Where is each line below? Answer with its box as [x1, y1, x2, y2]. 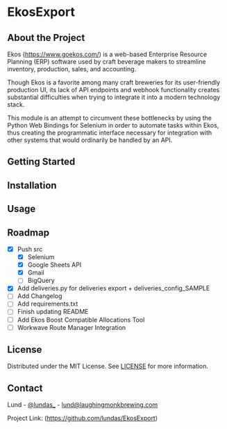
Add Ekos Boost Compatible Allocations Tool [17, 315, 145, 324]
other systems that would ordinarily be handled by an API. [7, 136, 173, 144]
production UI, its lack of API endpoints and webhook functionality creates [7, 86, 220, 94]
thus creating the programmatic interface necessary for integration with [7, 129, 212, 137]
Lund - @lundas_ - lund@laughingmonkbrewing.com [7, 401, 158, 409]
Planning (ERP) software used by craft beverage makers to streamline [7, 58, 206, 66]
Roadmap [7, 227, 50, 238]
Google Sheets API [27, 261, 82, 269]
